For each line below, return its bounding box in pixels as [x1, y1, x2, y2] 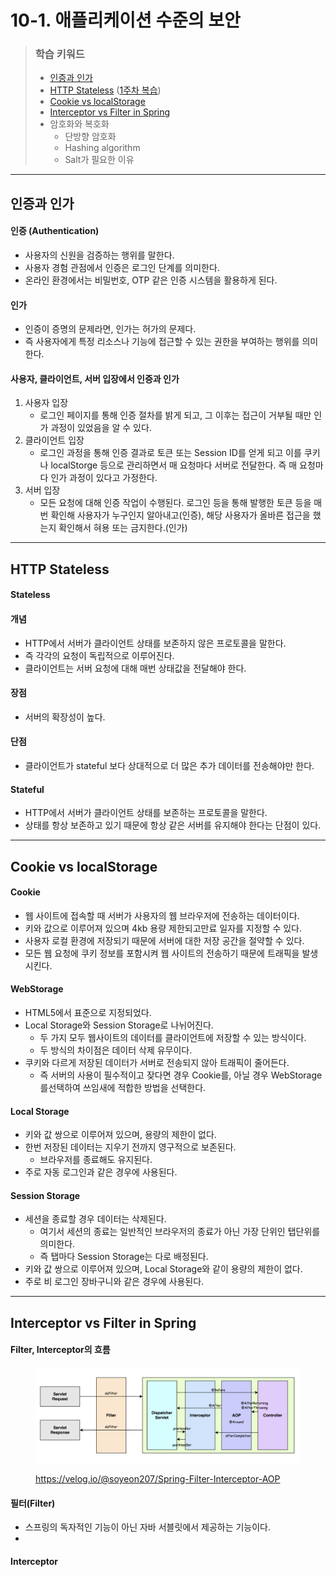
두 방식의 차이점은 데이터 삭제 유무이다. [39, 1044, 193, 1056]
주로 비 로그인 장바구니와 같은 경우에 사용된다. [24, 1276, 205, 1288]
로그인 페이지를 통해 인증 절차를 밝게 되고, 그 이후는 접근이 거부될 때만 [39, 409, 312, 421]
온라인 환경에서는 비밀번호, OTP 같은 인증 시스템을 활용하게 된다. [24, 274, 278, 286]
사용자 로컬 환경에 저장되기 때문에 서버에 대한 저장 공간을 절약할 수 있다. [24, 934, 305, 946]
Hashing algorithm [64, 142, 141, 154]
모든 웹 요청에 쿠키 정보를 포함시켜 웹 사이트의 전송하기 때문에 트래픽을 [24, 947, 300, 959]
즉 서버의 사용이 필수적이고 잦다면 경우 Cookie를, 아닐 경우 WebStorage [39, 1069, 323, 1081]
